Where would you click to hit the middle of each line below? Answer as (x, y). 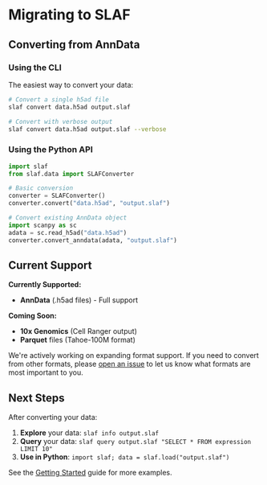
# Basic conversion (41, 188)
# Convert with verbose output (61, 121)
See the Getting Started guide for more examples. (90, 473)
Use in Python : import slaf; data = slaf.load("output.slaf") (125, 457)
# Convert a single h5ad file (59, 99)
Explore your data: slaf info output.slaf (89, 433)
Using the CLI (35, 68)
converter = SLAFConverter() (57, 196)
